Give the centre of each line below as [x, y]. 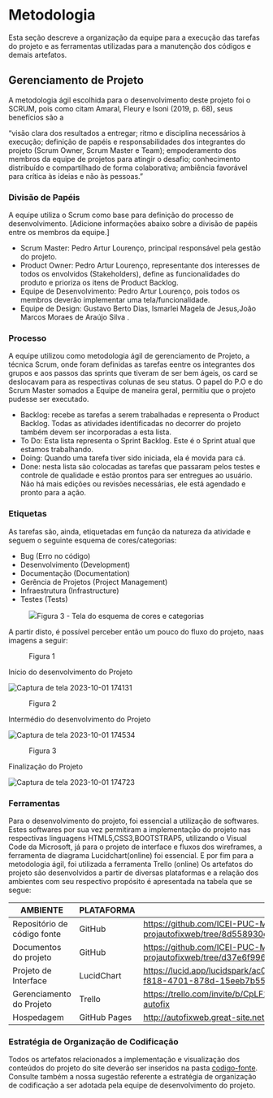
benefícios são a [36, 117]
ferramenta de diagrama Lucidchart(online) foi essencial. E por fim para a [131, 855]
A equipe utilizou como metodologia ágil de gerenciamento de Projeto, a [129, 356]
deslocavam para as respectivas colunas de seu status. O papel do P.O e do [136, 382]
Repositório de [40, 923]
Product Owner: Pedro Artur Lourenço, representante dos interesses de [140, 265]
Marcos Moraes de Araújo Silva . [75, 317]
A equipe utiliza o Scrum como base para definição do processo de [121, 215]
